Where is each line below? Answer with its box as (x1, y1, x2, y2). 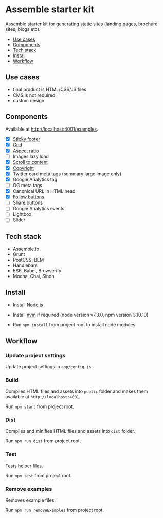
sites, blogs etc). (5, 26, 41, 32)
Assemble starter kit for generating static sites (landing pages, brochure (5, 21, 158, 27)
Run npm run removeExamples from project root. (5, 507, 104, 513)
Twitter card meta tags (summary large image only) (12, 171, 122, 177)
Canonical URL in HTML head (12, 188, 76, 194)
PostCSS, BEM (12, 257, 44, 263)
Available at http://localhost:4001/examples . (5, 126, 99, 132)
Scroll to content (12, 159, 48, 165)
